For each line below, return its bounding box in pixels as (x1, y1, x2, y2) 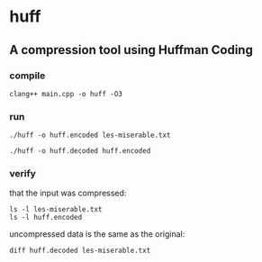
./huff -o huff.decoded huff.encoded (9, 147, 151, 156)
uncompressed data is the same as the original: (9, 229, 185, 239)
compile (9, 69, 46, 82)
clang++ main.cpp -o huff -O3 (9, 89, 123, 98)
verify (9, 167, 36, 180)
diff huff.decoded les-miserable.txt (9, 246, 151, 256)
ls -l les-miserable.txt (9, 205, 103, 214)
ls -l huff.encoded (9, 213, 83, 222)
